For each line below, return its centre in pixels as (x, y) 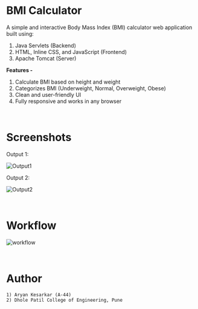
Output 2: (18, 178)
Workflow (31, 226)
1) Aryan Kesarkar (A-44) (39, 294)
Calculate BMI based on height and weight (68, 82)
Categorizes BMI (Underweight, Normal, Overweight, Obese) (90, 88)
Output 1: (18, 154)
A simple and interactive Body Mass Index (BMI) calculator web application (99, 27)
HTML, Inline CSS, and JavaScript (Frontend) (71, 51)
